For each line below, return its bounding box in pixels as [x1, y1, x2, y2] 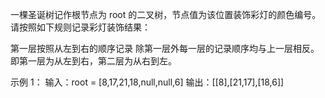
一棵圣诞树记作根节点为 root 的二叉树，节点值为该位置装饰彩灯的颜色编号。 [10, 9, 322, 20]
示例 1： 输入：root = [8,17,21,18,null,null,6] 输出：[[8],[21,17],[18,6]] [10, 76, 285, 88]
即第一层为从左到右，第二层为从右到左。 [10, 55, 177, 67]
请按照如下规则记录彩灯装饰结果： [10, 21, 151, 33]
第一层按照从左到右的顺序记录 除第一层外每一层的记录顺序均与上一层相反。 [10, 43, 320, 54]
